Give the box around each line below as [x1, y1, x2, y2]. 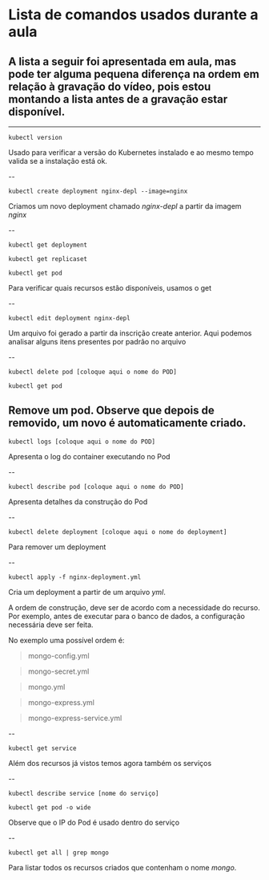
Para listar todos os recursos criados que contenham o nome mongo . [8, 862, 237, 872]
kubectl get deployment [8, 241, 88, 249]
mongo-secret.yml [27, 666, 90, 676]
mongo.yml [27, 682, 66, 691]
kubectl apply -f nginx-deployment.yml [8, 572, 142, 581]
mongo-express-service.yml [27, 713, 122, 723]
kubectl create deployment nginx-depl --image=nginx [8, 187, 188, 195]
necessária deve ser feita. [8, 620, 94, 629]
